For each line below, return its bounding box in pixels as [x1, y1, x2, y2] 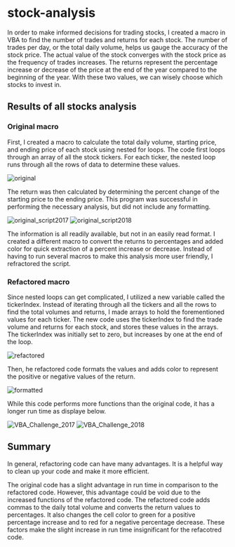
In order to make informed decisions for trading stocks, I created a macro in [7, 28, 226, 37]
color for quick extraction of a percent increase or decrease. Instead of [7, 244, 213, 253]
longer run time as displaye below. [7, 407, 107, 415]
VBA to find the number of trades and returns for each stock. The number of [7, 35, 228, 44]
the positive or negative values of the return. [7, 372, 135, 381]
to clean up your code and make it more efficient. [7, 467, 149, 475]
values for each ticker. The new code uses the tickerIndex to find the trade [7, 315, 223, 324]
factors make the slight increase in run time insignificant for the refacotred [7, 525, 222, 534]
